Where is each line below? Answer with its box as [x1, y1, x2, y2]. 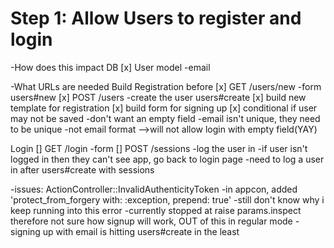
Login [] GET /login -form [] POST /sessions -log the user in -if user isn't [10, 142, 308, 154]
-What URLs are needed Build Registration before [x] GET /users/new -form [10, 80, 322, 92]
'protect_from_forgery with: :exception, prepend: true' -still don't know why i [10, 193, 325, 206]
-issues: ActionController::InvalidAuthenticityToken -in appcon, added [10, 183, 298, 195]
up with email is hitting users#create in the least [42, 225, 240, 237]
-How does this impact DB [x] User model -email [10, 61, 211, 73]
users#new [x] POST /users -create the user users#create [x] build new [10, 91, 307, 103]
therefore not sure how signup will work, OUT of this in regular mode [10, 215, 293, 227]
